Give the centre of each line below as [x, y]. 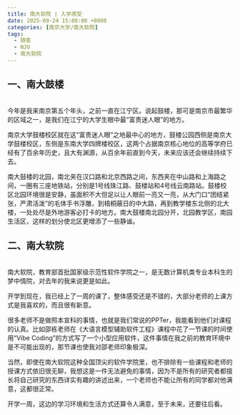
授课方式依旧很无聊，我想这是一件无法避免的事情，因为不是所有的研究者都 [117, 371]
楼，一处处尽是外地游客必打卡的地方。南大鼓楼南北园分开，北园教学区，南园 [120, 212]
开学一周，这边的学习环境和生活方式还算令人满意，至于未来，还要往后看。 [117, 404]
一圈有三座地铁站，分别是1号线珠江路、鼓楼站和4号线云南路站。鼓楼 [120, 185]
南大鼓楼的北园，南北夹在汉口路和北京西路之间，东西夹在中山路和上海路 [114, 176]
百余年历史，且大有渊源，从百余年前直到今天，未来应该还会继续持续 [126, 152]
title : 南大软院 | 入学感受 [45, 14]
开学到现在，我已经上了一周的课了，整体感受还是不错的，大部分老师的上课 [117, 296]
